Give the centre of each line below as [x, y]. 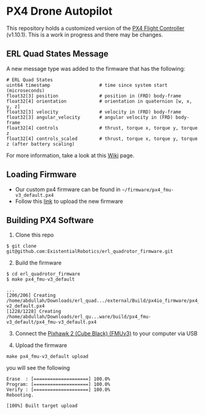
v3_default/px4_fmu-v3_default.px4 [52, 322]
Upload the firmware [41, 345]
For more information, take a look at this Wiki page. [70, 155]
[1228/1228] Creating [34, 312]
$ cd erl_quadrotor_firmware [43, 274]
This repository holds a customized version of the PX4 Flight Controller [95, 28]
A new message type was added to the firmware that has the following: [96, 68]
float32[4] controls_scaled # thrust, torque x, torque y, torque [102, 139]
